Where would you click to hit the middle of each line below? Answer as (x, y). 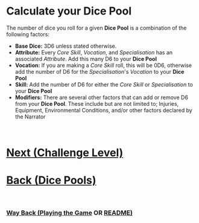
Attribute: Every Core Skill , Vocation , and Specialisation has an (94, 52)
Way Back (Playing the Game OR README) (69, 213)
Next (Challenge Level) (65, 153)
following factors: (28, 34)
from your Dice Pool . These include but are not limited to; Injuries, (97, 103)
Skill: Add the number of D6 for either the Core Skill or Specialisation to (104, 84)
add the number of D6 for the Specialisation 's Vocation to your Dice (99, 71)
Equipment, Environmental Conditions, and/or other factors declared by (104, 110)
